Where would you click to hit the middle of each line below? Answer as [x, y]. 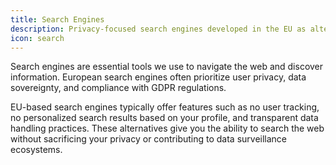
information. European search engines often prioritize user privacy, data [158, 77]
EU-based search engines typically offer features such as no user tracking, [165, 107]
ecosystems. [36, 150]
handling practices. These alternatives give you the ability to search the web [167, 128]
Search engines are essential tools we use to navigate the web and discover [167, 67]
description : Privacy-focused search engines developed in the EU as [158, 29]
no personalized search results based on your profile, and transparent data [164, 118]
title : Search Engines [57, 19]
